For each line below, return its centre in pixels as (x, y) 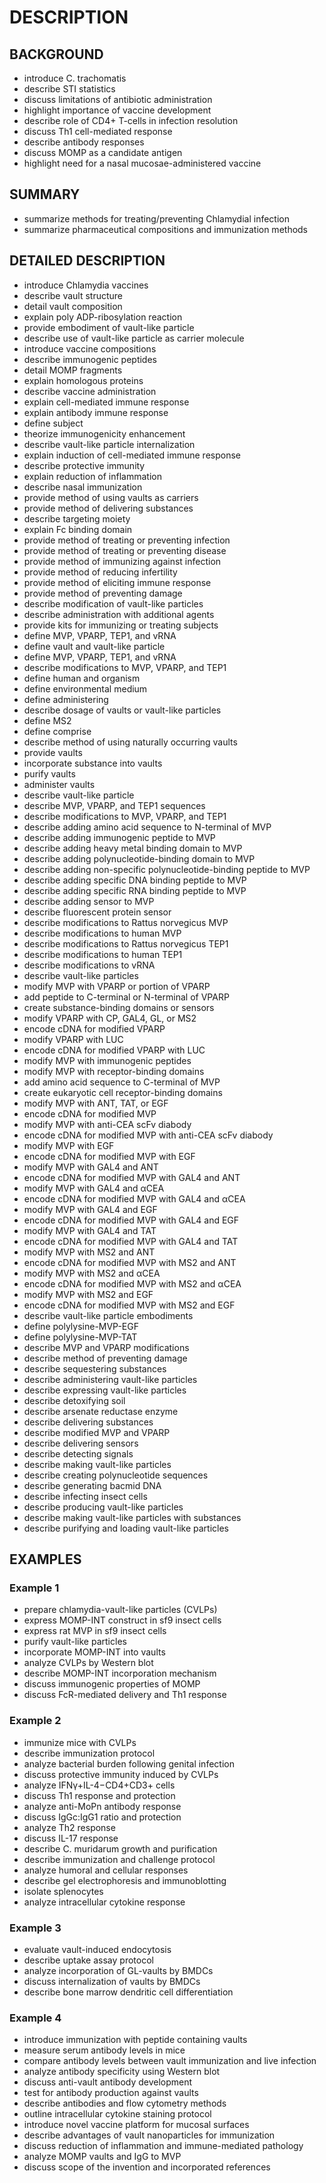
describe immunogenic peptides (90, 359)
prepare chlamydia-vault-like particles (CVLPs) (120, 1610)
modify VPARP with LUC (73, 1039)
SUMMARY (45, 194)
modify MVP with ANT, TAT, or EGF (96, 1103)
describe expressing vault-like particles (105, 1390)
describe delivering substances (88, 1422)
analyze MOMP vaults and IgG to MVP (102, 2157)
